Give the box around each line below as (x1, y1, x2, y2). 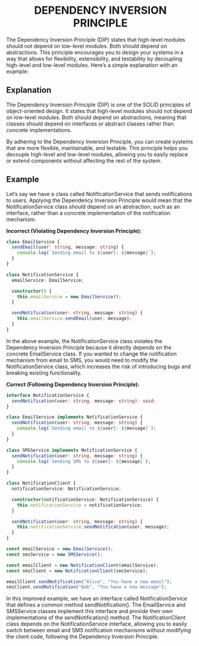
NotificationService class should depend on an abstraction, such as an (6, 203, 180, 210)
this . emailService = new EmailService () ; (17, 293, 121, 299)
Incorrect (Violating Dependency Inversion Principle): (6, 227, 142, 234)
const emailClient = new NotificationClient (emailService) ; (6, 562, 160, 568)
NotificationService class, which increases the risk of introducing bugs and (6, 363, 191, 370)
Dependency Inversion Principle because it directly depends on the (6, 344, 172, 351)
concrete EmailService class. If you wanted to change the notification (6, 350, 177, 357)
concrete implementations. (6, 126, 72, 133)
